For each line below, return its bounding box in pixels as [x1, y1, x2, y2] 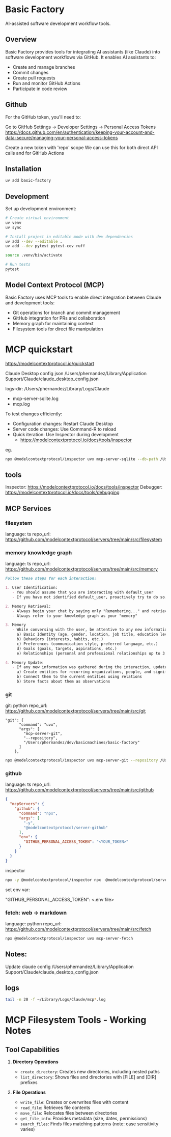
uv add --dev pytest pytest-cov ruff [5, 243, 85, 249]
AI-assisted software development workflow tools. [5, 20, 111, 26]
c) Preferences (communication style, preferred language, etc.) [16, 641, 158, 646]
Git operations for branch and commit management [12, 309, 121, 316]
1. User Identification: [5, 585, 58, 590]
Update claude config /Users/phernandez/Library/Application [5, 963, 134, 970]
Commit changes [12, 69, 49, 75]
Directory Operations [12, 1059, 59, 1065]
